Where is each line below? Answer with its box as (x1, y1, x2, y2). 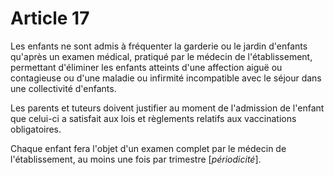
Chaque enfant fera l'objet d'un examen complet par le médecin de (10, 142, 287, 154)
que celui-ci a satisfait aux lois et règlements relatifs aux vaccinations (10, 112, 297, 124)
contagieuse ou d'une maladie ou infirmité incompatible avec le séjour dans (10, 72, 322, 84)
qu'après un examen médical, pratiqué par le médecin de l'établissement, (10, 50, 313, 62)
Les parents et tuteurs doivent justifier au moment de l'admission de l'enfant (10, 102, 325, 114)
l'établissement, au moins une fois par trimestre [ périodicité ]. (10, 153, 262, 165)
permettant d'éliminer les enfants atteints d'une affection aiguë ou (10, 61, 283, 73)
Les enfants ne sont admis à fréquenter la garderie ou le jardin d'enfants (10, 40, 308, 52)
